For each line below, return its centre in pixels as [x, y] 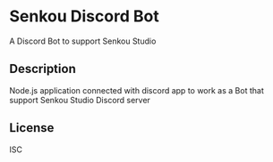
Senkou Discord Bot [84, 16]
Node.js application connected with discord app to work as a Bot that [136, 90]
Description [43, 69]
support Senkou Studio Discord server [80, 100]
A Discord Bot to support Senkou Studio [83, 41]
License [32, 128]
